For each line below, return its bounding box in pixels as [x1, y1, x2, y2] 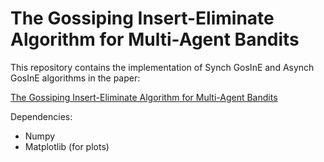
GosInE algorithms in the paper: [10, 72, 141, 84]
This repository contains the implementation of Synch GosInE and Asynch [10, 61, 315, 73]
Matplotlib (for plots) [24, 140, 110, 152]
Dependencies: [10, 110, 73, 122]
